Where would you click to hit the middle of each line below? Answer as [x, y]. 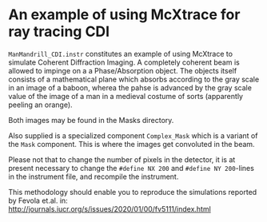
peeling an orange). [41, 105]
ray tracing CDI [59, 32]
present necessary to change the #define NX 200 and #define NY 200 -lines [131, 168]
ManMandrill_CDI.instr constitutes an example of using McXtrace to [121, 54]
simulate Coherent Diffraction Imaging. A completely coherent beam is [124, 62]
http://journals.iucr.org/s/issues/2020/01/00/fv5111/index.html [110, 208]
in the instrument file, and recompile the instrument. [94, 176]
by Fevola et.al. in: [38, 200]
